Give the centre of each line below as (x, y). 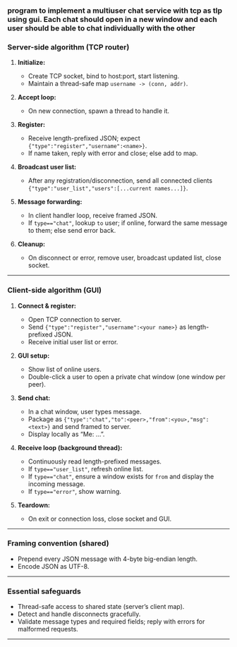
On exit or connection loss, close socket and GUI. (100, 519)
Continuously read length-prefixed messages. (95, 461)
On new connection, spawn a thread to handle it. (99, 111)
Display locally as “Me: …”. (66, 434)
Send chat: (34, 398)
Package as (45, 419)
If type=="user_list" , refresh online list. (85, 468)
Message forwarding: (50, 202)
